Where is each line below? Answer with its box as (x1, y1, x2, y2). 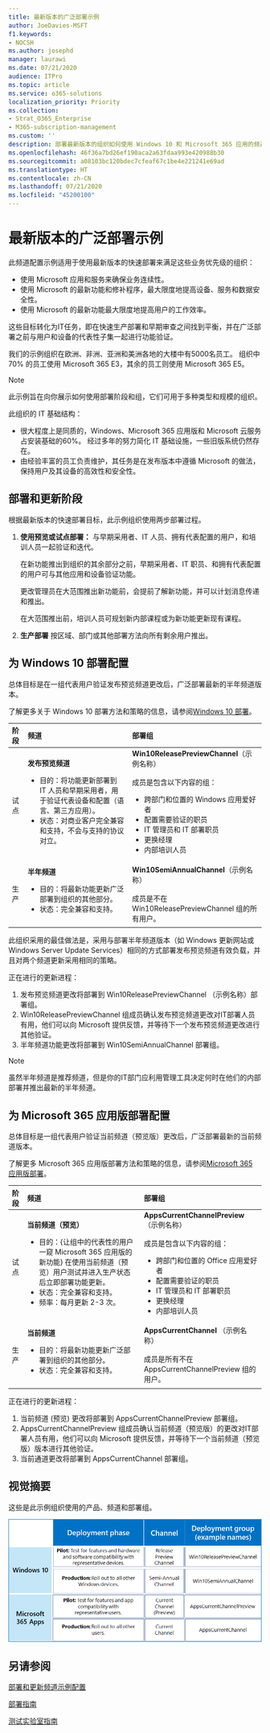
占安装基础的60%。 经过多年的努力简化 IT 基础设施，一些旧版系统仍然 (19, 435, 253, 446)
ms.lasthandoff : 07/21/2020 (8, 183, 103, 191)
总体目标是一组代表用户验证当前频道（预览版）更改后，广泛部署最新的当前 (8, 1131, 255, 1142)
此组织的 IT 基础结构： (8, 409, 83, 418)
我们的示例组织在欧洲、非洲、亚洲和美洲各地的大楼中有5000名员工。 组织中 (8, 348, 260, 358)
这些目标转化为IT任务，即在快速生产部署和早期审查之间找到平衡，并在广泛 (8, 322, 255, 331)
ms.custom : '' (8, 132, 56, 140)
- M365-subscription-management (8, 123, 117, 132)
